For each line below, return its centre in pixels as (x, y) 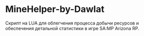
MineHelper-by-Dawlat (55, 9)
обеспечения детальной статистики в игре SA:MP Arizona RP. (72, 28)
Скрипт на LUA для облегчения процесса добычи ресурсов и (72, 23)
